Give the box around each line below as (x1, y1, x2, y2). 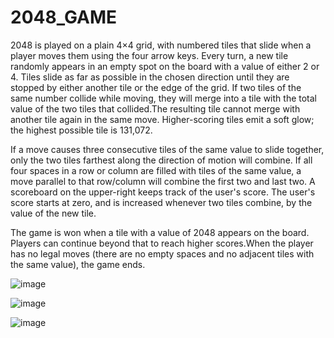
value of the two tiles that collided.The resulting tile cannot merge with (10, 102, 301, 115)
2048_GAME (10, 6, 118, 29)
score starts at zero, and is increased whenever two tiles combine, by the (10, 196, 313, 208)
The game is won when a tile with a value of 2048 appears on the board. (10, 226, 310, 238)
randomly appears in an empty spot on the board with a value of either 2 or (10, 60, 320, 72)
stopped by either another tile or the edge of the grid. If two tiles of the (10, 81, 302, 93)
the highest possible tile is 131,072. (10, 124, 153, 136)
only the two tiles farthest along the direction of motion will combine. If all (10, 154, 313, 166)
